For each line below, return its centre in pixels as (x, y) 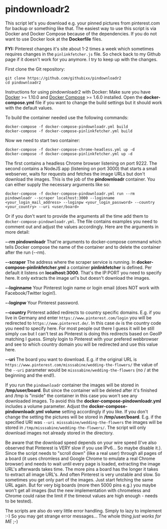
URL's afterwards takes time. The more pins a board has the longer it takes (82, 469)
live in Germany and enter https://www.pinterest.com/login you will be (79, 318)
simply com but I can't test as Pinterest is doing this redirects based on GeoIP (83, 333)
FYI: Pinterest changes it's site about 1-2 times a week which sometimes (80, 49)
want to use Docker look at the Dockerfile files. (54, 39)
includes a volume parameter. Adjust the (47, 406)
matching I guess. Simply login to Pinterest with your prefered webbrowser (82, 339)
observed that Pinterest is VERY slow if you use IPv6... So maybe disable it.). (83, 448)
